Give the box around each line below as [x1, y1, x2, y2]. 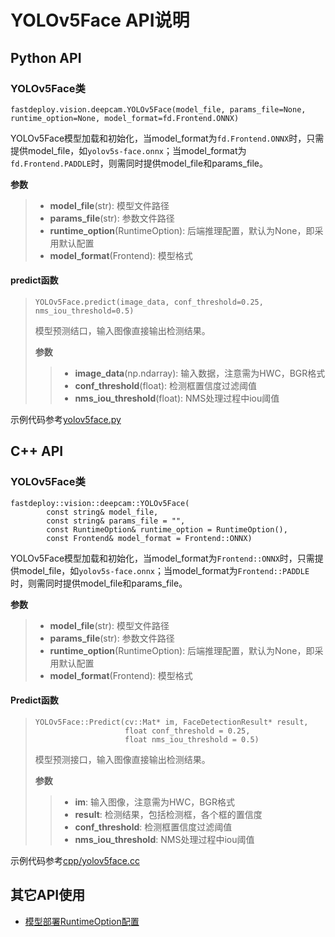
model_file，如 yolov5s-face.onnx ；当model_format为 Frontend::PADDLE [18, 564, 310, 576]
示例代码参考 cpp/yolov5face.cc [10, 854, 140, 866]
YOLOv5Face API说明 [10, 9, 190, 32]
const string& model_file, [46, 507, 159, 517]
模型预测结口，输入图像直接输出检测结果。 [34, 325, 211, 337]
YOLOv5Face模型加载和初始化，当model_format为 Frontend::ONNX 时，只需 [10, 552, 315, 564]
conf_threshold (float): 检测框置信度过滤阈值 [74, 380, 258, 392]
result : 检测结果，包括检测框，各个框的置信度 [74, 808, 263, 820]
